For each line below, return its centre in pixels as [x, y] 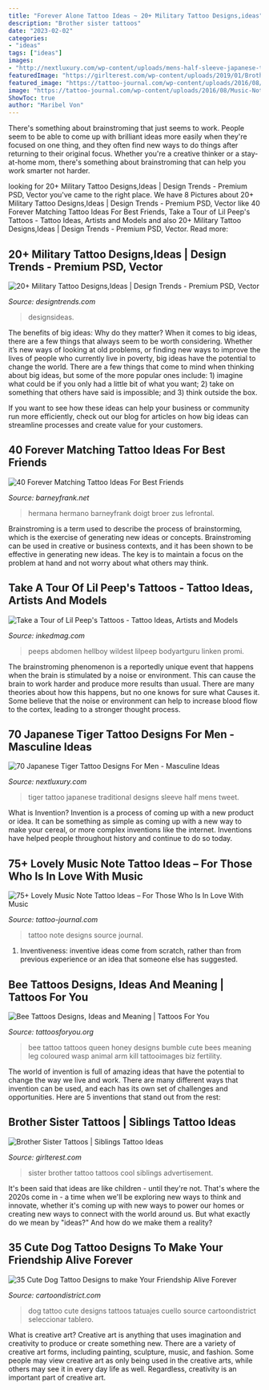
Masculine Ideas [50, 747]
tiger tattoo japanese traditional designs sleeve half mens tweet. [134, 797]
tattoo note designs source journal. [86, 935]
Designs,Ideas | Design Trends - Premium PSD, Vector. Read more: [118, 229]
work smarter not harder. [49, 171]
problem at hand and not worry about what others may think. [108, 563]
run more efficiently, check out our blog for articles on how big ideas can [128, 416]
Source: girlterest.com [45, 1157]
